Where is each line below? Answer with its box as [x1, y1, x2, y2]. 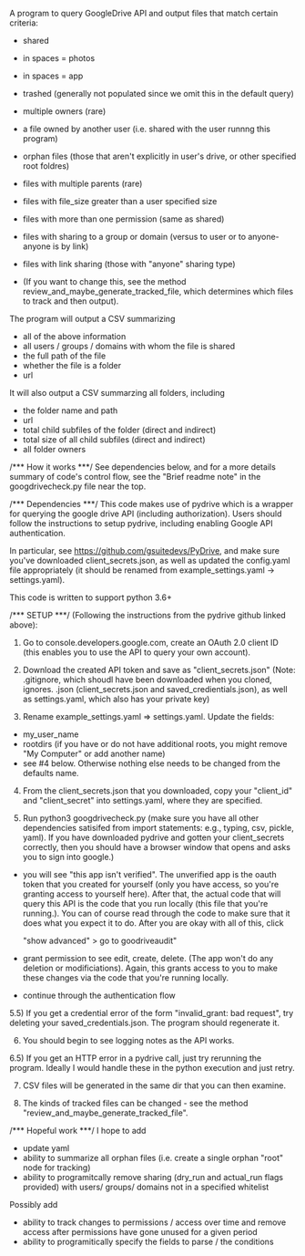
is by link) [53, 241, 89, 252]
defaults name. [22, 768, 79, 778]
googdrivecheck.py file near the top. [9, 481, 147, 492]
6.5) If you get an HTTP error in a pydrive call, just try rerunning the [9, 1053, 262, 1064]
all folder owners [22, 444, 86, 454]
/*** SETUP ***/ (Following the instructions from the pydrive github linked [9, 610, 287, 620]
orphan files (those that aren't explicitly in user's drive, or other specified [22, 151, 297, 161]
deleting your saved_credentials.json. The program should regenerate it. [9, 1017, 280, 1028]
